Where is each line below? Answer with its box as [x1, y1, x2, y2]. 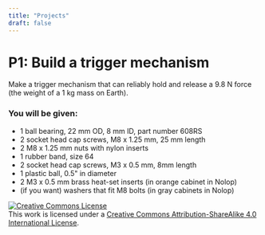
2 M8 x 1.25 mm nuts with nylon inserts [19, 143, 149, 152]
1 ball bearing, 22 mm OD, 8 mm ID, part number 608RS [19, 126, 203, 135]
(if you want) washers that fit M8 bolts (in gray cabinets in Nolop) [19, 185, 235, 195]
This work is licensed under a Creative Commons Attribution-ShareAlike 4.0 [8, 209, 257, 219]
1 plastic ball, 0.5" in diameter [19, 168, 117, 178]
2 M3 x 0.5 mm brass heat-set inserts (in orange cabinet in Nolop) [19, 177, 238, 186]
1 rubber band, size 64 [19, 151, 94, 161]
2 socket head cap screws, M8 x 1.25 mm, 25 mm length [19, 135, 206, 144]
